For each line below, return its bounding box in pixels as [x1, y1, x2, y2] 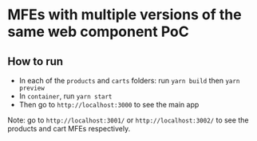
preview [18, 84, 45, 92]
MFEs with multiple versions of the [7, 6, 242, 24]
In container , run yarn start [18, 91, 113, 101]
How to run [7, 54, 64, 68]
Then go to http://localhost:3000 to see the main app [18, 100, 200, 109]
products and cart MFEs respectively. [7, 124, 131, 133]
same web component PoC [7, 22, 189, 41]
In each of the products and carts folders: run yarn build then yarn [18, 76, 240, 85]
